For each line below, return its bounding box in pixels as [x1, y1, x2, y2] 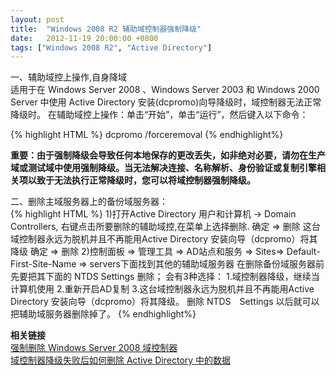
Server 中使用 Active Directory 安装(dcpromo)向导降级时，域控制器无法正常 [10, 96, 322, 108]
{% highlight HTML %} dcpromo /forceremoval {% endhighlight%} [10, 129, 284, 141]
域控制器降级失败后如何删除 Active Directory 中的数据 [10, 354, 232, 366]
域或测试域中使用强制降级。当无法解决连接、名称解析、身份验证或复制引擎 [10, 162, 317, 174]
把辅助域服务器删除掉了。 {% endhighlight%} [10, 308, 197, 320]
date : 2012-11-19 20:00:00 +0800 [10, 33, 159, 43]
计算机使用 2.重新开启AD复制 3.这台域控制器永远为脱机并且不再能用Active [10, 283, 315, 295]
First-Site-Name [10, 258, 77, 270]
